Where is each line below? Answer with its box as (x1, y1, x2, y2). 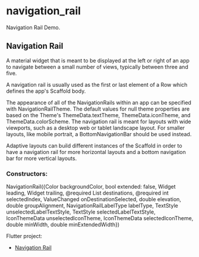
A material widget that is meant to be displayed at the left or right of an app (6, 57, 190, 64)
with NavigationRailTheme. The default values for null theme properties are (6, 105, 190, 112)
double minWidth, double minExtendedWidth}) (6, 221, 120, 228)
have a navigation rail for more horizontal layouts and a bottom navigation (6, 148, 186, 155)
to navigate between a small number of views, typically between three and (6, 63, 188, 70)
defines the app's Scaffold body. (6, 87, 86, 95)
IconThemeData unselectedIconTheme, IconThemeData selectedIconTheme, (6, 215, 194, 222)
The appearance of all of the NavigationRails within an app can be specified (6, 99, 192, 106)
